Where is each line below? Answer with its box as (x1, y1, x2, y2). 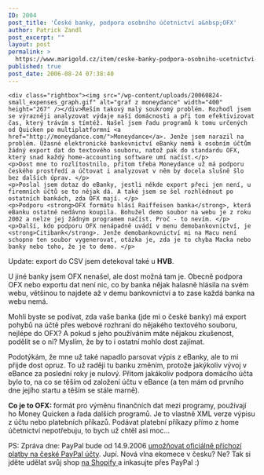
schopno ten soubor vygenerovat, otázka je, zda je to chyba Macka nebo (8, 236, 251, 243)
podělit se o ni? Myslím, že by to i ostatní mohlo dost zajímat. (8, 337, 205, 346)
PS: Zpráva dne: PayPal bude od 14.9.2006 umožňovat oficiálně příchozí (8, 440, 242, 450)
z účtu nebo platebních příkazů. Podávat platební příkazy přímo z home (8, 417, 240, 426)
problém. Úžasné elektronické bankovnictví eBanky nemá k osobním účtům (8, 139, 251, 148)
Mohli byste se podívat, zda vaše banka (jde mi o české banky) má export (8, 312, 247, 321)
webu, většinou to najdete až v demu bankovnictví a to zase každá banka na (8, 288, 255, 298)
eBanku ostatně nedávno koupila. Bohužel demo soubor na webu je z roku (8, 208, 251, 216)
